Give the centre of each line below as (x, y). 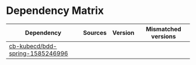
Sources (95, 32)
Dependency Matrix (55, 11)
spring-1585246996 (38, 53)
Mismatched (164, 29)
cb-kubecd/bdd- (33, 46)
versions (164, 36)
